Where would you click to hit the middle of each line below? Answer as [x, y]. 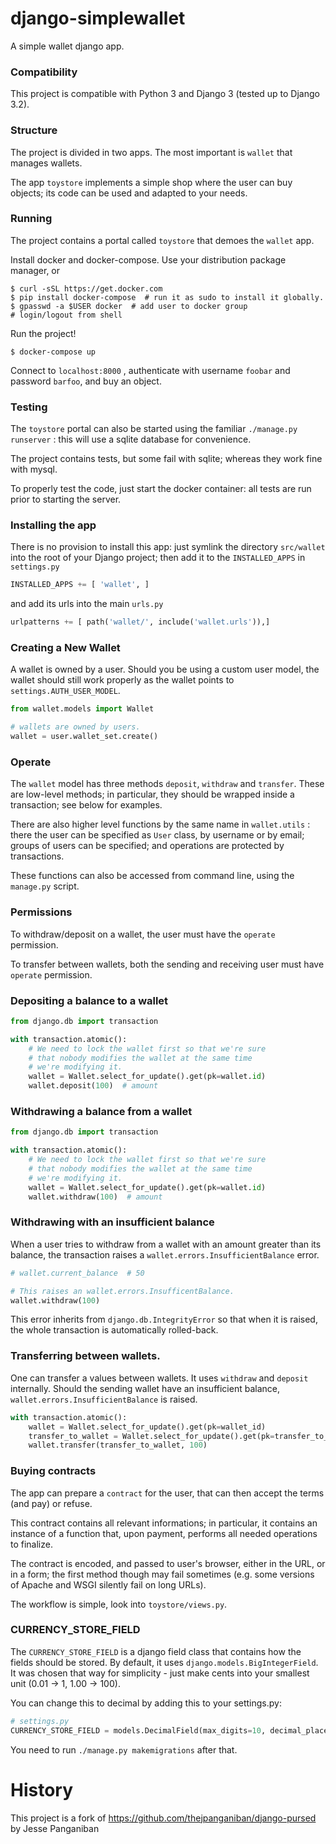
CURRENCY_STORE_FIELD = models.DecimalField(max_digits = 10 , [138, 1730]
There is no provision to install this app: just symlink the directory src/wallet [168, 547]
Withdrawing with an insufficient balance [112, 1222]
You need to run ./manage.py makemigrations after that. [124, 1749]
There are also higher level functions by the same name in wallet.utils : [160, 824]
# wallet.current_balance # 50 [77, 1273]
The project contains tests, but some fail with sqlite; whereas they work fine [166, 459]
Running [31, 219]
